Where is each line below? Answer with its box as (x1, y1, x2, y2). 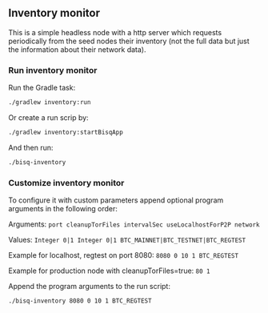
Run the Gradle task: (8, 83, 76, 93)
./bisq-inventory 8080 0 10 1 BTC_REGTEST (8, 297, 152, 305)
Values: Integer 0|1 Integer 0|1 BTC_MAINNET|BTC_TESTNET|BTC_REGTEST (8, 235, 246, 245)
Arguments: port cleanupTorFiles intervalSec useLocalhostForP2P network (8, 219, 260, 229)
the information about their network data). (8, 44, 146, 54)
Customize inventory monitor (8, 177, 125, 188)
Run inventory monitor (8, 64, 98, 75)
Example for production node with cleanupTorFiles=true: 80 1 (8, 266, 210, 275)
